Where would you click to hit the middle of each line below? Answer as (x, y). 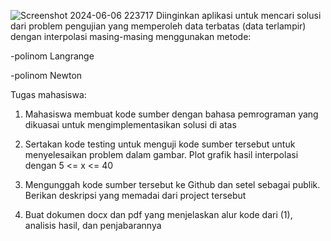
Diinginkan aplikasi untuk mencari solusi (238, 15)
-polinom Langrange (52, 56)
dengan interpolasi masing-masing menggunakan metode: (131, 36)
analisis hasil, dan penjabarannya (93, 225)
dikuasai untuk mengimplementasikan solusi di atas (130, 124)
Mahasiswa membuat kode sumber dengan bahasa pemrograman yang (171, 114)
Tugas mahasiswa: (48, 94)
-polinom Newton (46, 75)
